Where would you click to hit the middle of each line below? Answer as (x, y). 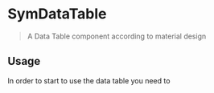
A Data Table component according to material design (117, 36)
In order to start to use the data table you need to (89, 80)
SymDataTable (57, 14)
